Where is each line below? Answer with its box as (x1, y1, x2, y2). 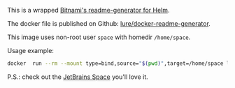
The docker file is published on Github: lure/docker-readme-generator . (7, 20, 211, 27)
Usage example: (7, 47, 55, 54)
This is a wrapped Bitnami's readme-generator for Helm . (7, 6, 170, 14)
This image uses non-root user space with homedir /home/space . (7, 33, 191, 41)
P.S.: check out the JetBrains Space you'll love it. (7, 73, 148, 81)
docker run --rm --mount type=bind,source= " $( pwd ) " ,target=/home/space (7, 60, 224, 67)
